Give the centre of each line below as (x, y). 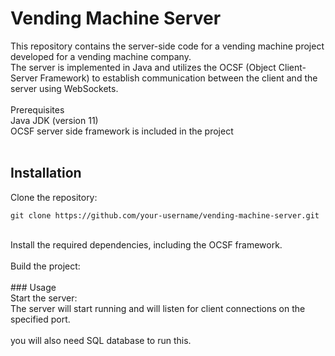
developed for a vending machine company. (101, 56)
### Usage (33, 287)
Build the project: (45, 266)
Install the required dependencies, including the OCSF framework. (146, 244)
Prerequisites (37, 109)
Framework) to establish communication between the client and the (178, 78)
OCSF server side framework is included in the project (122, 131)
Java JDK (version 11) (54, 120)
